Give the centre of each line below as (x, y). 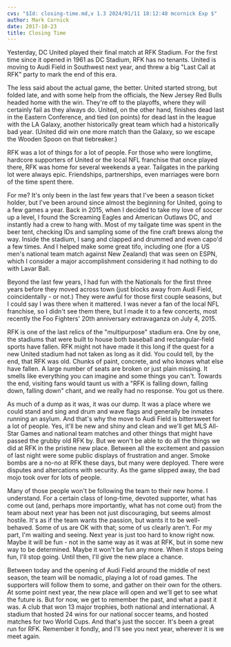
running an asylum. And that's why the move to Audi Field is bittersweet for (114, 419)
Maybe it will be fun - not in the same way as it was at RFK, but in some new (115, 542)
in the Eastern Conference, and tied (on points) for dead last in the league (112, 117)
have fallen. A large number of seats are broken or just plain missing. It (108, 369)
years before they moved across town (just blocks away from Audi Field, (110, 289)
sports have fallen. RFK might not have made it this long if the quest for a (111, 347)
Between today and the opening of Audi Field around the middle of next (109, 570)
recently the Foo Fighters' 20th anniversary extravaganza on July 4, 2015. (112, 319)
